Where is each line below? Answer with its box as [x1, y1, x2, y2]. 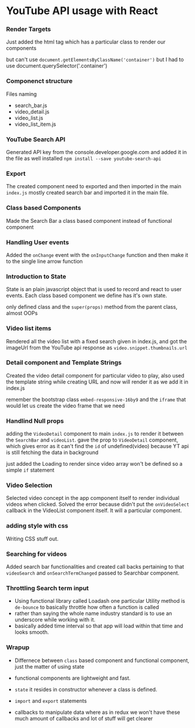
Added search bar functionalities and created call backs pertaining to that [6, 563, 184, 570]
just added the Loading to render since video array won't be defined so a [6, 460, 183, 467]
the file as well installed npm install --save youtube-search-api [6, 155, 162, 162]
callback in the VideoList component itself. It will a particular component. [6, 507, 182, 514]
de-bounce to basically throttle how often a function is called [14, 604, 159, 611]
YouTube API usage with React [6, 4, 159, 18]
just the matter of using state [14, 663, 85, 670]
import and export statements [14, 697, 87, 704]
